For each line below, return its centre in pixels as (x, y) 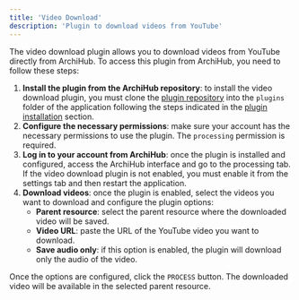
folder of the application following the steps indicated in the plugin (145, 107)
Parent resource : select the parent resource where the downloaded (161, 211)
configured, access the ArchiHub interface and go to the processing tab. (157, 164)
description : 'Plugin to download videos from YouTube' (116, 26)
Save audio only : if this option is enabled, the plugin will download (158, 249)
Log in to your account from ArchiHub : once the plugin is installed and (154, 154)
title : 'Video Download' (56, 17)
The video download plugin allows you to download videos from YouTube (145, 51)
